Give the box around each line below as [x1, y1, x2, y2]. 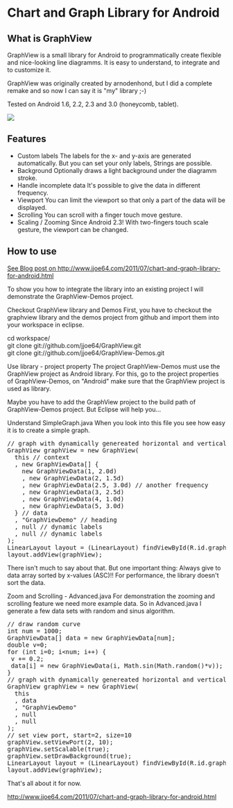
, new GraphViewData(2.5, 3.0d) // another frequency [21, 481, 209, 489]
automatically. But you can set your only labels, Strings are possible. [17, 158, 213, 167]
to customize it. [7, 66, 51, 74]
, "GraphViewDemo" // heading [14, 516, 117, 524]
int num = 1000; [7, 627, 62, 635]
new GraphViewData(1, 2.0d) [21, 467, 117, 475]
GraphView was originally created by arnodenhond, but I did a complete [7, 79, 213, 88]
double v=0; [7, 641, 48, 649]
